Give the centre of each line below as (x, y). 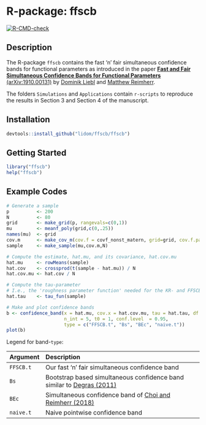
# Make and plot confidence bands (51, 307)
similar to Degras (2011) (81, 385)
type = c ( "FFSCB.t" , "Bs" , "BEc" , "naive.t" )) (124, 324)
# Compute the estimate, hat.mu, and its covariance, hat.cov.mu (91, 257)
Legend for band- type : (35, 342)
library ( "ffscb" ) (29, 167)
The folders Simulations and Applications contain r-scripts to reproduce (100, 94)
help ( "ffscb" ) (25, 173)
